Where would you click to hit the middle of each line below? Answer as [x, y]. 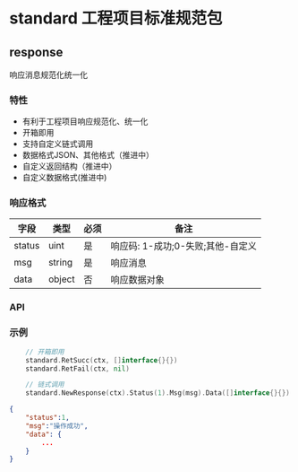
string [60, 262]
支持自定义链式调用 [58, 144]
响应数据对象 [137, 279]
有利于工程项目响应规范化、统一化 [85, 121]
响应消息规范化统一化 [48, 74]
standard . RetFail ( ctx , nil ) [77, 369]
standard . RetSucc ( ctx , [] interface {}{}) [102, 360]
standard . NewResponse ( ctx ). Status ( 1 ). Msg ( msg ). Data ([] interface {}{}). [160, 393]
